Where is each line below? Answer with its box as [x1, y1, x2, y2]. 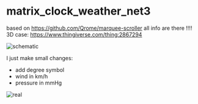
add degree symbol [15, 66, 65, 74]
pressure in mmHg [15, 79, 62, 86]
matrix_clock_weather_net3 [6, 4, 151, 18]
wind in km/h [15, 72, 48, 80]
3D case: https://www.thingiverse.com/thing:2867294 [6, 30, 142, 38]
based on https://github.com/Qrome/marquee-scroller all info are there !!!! [6, 24, 193, 32]
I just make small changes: [6, 54, 73, 61]
